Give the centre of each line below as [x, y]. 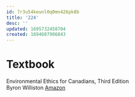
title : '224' [23, 18]
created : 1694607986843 [36, 35]
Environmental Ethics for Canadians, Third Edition [68, 81]
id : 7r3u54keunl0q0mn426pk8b [43, 12]
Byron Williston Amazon [36, 88]
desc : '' [17, 23]
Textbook [30, 65]
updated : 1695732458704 [36, 29]
